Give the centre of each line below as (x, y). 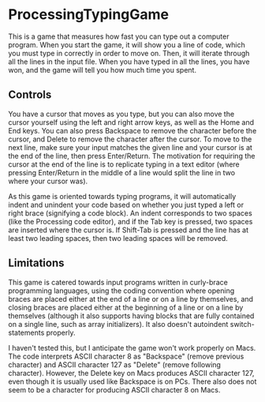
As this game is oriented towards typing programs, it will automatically (122, 196)
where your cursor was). (48, 181)
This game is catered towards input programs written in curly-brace (118, 282)
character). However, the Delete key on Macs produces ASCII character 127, (131, 373)
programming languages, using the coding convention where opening (121, 291)
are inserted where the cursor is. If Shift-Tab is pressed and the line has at (129, 230)
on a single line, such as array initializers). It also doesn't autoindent (118, 324)
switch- (242, 324)
